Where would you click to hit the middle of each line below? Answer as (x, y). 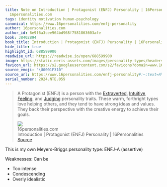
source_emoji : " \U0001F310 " (34, 70)
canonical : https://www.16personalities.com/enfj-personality (71, 24)
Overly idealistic (29, 179)
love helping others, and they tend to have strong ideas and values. (86, 104)
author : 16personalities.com (35, 28)
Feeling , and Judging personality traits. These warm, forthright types (88, 98)
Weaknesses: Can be (27, 159)
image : (12, 61)
